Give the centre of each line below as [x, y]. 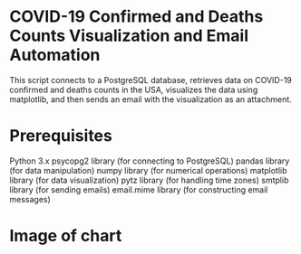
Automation [55, 55]
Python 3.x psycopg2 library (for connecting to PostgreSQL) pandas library [150, 161]
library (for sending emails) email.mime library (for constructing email [139, 189]
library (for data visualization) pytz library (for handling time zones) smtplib [149, 180]
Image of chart [66, 236]
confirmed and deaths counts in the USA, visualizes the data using [134, 89]
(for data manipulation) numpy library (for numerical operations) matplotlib [148, 170]
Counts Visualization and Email [129, 36]
